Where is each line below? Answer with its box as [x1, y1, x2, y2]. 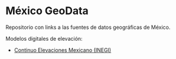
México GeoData [5, 4, 89, 18]
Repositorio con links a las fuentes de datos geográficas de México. [5, 24, 171, 31]
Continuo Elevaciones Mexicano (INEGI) [14, 46, 112, 54]
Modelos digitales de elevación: [5, 35, 83, 42]
